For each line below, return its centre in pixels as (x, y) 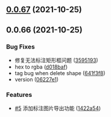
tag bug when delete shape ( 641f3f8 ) (60, 73)
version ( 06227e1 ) (37, 80)
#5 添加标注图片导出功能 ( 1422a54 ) (58, 108)
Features (19, 95)
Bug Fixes (21, 47)
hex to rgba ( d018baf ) (41, 67)
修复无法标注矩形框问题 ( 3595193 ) (56, 60)
